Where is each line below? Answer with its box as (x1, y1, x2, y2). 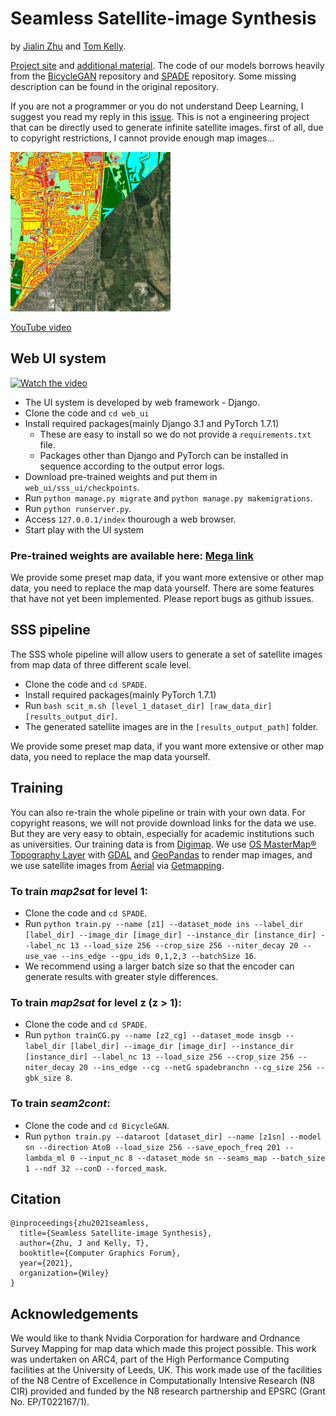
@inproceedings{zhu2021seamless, (10, 1218, 150, 1229)
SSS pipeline (10, 622, 91, 639)
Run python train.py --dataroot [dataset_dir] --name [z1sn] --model (24, 1130, 322, 1142)
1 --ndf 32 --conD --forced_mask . (24, 1162, 167, 1174)
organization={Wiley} (19, 1268, 110, 1279)
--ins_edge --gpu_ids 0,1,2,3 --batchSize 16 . (61, 949, 257, 961)
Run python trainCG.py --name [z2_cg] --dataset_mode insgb (24, 1029, 282, 1041)
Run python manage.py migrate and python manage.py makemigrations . (24, 492, 313, 504)
